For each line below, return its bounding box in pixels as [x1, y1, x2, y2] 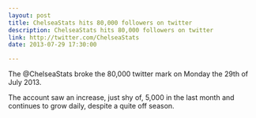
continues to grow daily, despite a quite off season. [8, 101, 175, 111]
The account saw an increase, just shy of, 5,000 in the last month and [8, 93, 235, 102]
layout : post [8, 11, 51, 20]
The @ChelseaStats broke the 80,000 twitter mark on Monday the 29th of [8, 69, 249, 79]
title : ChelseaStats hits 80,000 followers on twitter [8, 19, 193, 27]
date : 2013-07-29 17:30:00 [8, 41, 97, 49]
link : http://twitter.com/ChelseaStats [8, 33, 140, 42]
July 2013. [8, 78, 42, 87]
